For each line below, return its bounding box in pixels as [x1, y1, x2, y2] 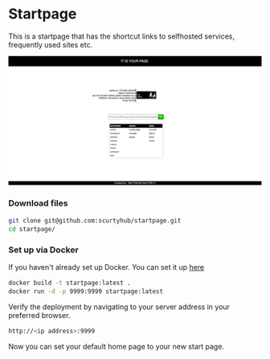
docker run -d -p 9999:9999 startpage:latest [8, 288, 163, 296]
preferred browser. [8, 310, 71, 320]
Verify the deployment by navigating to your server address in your [8, 302, 231, 312]
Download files [8, 198, 68, 209]
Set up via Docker [8, 244, 79, 255]
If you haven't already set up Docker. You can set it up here [8, 263, 205, 272]
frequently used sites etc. [8, 39, 93, 49]
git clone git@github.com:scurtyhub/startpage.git [8, 217, 182, 225]
